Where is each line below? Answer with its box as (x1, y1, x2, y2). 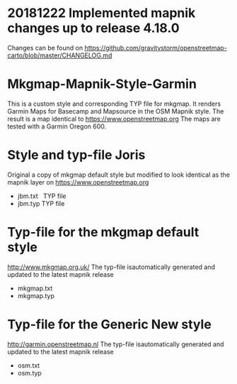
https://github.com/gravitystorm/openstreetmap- (84, 43, 228, 52)
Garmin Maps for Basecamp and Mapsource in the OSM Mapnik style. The (7, 106, 224, 115)
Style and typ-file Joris (7, 147, 146, 163)
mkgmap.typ (17, 291, 55, 300)
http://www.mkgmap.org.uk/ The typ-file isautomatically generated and (7, 263, 216, 271)
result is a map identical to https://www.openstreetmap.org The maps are (7, 114, 221, 123)
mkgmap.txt (17, 284, 53, 292)
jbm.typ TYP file (17, 199, 65, 207)
